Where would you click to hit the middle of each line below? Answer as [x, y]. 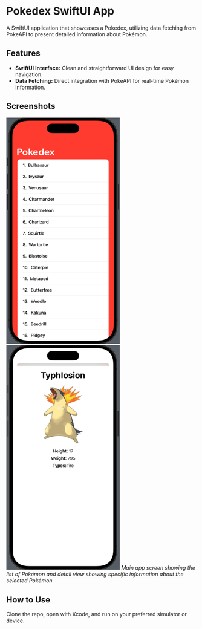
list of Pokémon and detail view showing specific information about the [95, 574]
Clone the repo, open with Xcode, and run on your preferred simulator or [97, 614]
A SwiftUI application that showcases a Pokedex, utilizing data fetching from [101, 28]
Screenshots [31, 106]
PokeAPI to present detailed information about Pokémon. [77, 34]
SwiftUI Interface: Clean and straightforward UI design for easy [94, 68]
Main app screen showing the [158, 568]
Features [23, 54]
